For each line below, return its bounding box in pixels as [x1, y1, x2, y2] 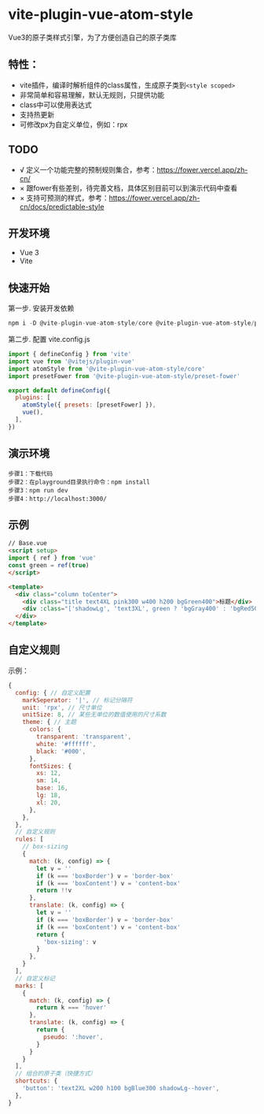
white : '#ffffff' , [36, 740, 97, 748]
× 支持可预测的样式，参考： [19, 193, 109, 202]
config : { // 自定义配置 [15, 689, 90, 696]
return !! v [36, 886, 72, 895]
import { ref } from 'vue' [8, 554, 97, 563]
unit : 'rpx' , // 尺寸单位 [22, 704, 102, 711]
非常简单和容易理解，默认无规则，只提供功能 [19, 90, 165, 99]
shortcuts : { [15, 1077, 58, 1085]
